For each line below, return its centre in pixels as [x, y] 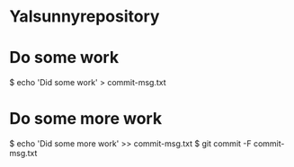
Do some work [64, 58]
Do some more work [86, 119]
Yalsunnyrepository [85, 17]
